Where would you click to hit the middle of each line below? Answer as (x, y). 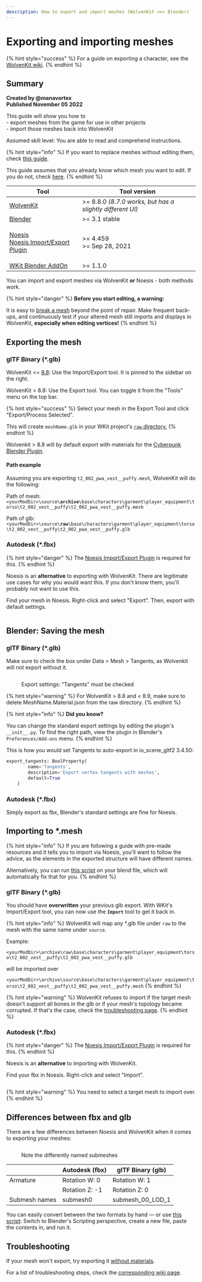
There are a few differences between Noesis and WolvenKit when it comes (99, 1132)
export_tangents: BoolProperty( (47, 761)
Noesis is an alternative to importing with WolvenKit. (72, 1063)
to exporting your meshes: (39, 1138)
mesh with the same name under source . (57, 930)
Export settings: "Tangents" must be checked (78, 685)
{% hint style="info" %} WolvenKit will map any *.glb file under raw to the (96, 923)
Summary (25, 83)
